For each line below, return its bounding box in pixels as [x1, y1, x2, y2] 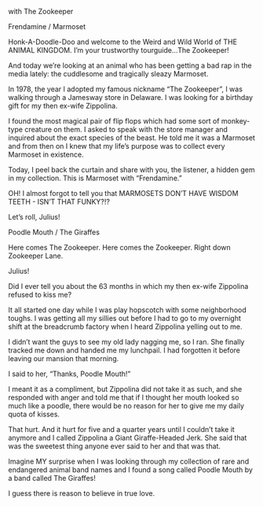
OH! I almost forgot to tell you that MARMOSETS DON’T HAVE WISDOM [8, 189, 239, 198]
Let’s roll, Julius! [8, 212, 60, 221]
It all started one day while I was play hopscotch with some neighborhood [8, 305, 247, 314]
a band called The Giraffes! [8, 474, 96, 482]
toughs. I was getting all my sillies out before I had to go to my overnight [8, 314, 242, 323]
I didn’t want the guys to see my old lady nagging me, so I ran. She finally [8, 338, 245, 346]
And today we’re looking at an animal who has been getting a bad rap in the [8, 61, 253, 70]
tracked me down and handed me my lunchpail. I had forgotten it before [8, 345, 241, 355]
